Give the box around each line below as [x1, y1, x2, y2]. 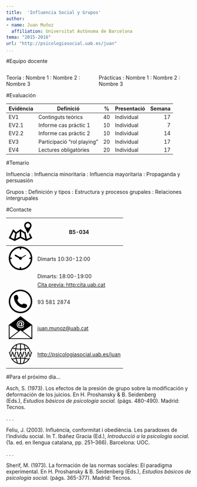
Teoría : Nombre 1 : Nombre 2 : [6, 74, 81, 81]
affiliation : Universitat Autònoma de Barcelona [11, 28, 133, 34]
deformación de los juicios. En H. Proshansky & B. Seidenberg [6, 391, 156, 398]
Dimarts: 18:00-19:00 [37, 273, 92, 280]
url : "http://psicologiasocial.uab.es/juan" [6, 41, 117, 47]
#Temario [6, 159, 29, 166]
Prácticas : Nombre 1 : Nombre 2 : [99, 74, 181, 81]
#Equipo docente [6, 58, 48, 64]
